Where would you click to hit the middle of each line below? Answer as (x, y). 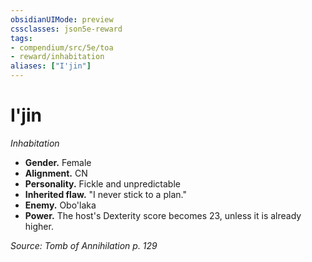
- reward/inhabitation (57, 57)
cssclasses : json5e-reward (66, 29)
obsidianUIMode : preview (62, 19)
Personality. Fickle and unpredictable (102, 183)
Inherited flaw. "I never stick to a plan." (105, 194)
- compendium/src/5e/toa (62, 47)
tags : (21, 38)
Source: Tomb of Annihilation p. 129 (84, 245)
